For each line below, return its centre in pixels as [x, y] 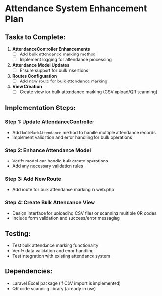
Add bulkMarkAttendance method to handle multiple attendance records [84, 132]
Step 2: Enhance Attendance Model [48, 150]
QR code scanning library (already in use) [54, 288]
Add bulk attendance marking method [58, 54]
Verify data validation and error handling [53, 250]
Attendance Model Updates [41, 65]
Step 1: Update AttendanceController [50, 122]
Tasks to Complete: [35, 37]
